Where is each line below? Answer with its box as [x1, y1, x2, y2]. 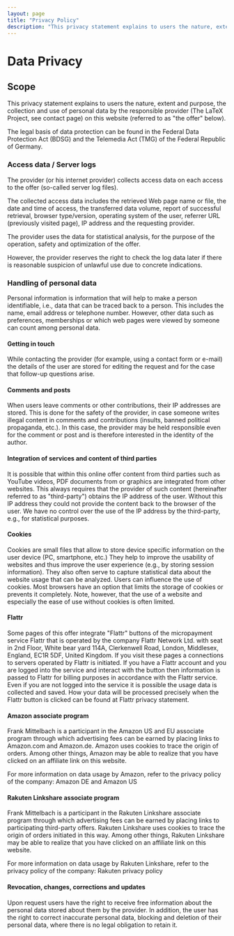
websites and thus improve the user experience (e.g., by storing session [7, 560, 214, 569]
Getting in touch [7, 339, 55, 348]
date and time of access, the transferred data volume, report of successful [7, 204, 221, 213]
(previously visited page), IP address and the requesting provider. [7, 219, 195, 227]
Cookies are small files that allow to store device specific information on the [7, 545, 225, 554]
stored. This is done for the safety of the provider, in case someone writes [7, 408, 220, 417]
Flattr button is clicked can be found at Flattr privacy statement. [7, 695, 189, 704]
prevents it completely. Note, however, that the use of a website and [7, 590, 203, 598]
